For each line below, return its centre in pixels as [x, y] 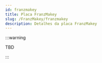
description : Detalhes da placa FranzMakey [51, 24]
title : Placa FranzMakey [31, 14]
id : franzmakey [21, 10]
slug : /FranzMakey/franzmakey [37, 19]
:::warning [15, 38]
